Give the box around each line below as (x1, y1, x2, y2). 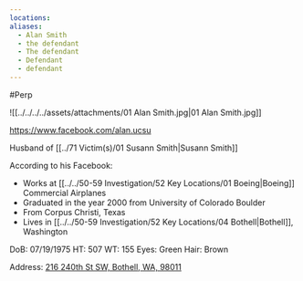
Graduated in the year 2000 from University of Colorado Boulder (22, 197, 266, 208)
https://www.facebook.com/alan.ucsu (9, 124, 152, 135)
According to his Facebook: (9, 160, 113, 171)
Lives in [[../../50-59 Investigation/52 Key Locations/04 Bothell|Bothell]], (22, 216, 294, 227)
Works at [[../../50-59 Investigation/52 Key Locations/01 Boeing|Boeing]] (22, 177, 295, 188)
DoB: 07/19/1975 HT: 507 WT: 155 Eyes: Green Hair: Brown (9, 244, 229, 255)
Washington (22, 225, 68, 237)
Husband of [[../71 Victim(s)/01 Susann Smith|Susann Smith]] (9, 142, 239, 153)
